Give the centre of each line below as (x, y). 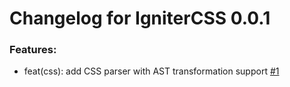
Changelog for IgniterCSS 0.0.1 (140, 18)
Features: (33, 50)
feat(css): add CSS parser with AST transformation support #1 (151, 71)
